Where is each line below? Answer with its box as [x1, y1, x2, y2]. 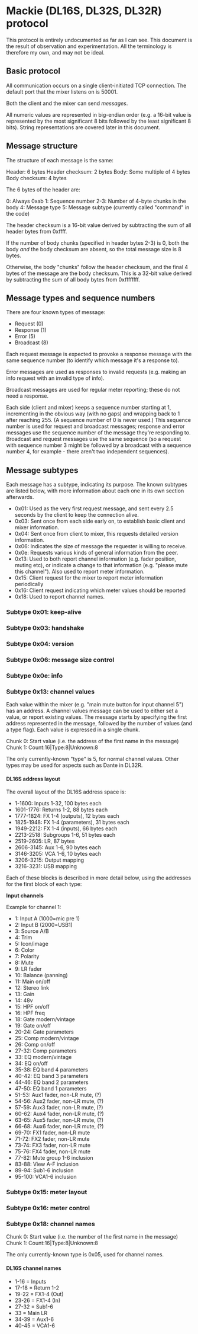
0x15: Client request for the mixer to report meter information [14, 574, 164, 581]
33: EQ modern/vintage [14, 1054, 72, 1061]
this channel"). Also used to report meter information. [14, 568, 145, 575]
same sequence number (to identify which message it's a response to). [6, 357, 180, 364]
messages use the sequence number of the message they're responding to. [6, 429, 191, 436]
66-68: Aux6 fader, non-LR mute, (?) [14, 1123, 104, 1130]
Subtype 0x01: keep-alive [6, 608, 82, 616]
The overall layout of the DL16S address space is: [6, 788, 126, 795]
